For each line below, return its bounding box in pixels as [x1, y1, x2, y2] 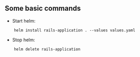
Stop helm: [12, 36, 35, 43]
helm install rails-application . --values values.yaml [14, 28, 136, 33]
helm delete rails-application [14, 46, 81, 52]
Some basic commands [5, 4, 81, 13]
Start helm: [12, 17, 36, 24]
